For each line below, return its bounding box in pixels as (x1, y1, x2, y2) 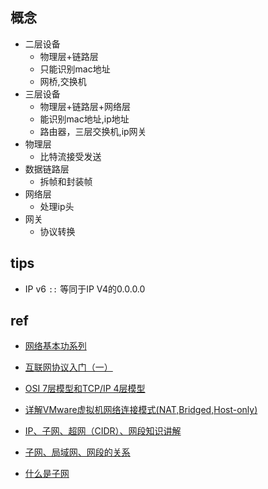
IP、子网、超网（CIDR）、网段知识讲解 (24, 425, 182, 437)
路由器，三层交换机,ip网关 (39, 125, 147, 137)
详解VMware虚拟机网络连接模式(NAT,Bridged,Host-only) (24, 404, 258, 416)
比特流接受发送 (39, 150, 102, 162)
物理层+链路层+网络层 (39, 100, 132, 112)
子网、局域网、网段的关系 (24, 446, 131, 458)
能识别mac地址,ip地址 (39, 113, 130, 125)
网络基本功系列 (24, 340, 87, 352)
